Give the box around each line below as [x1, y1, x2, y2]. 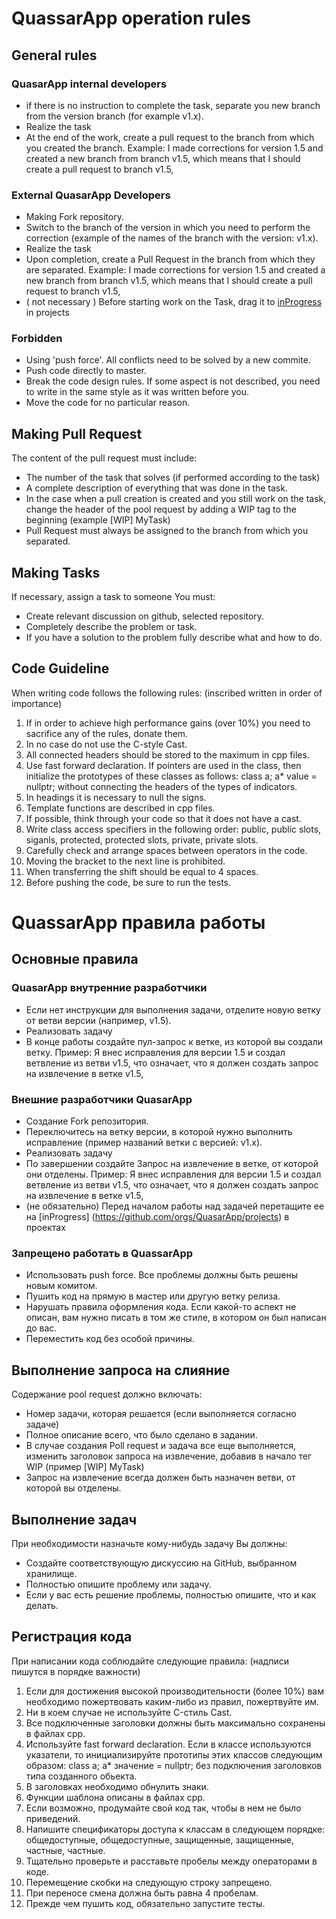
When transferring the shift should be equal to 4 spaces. [25, 865, 259, 877]
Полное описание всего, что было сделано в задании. [25, 1429, 258, 1441]
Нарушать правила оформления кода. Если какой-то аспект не [25, 1301, 297, 1313]
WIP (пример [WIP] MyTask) [25, 1461, 145, 1473]
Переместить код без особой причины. [25, 1333, 195, 1345]
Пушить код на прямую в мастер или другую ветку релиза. [25, 1290, 281, 1302]
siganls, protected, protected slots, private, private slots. [25, 833, 259, 846]
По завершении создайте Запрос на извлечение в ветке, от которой [25, 1158, 319, 1170]
